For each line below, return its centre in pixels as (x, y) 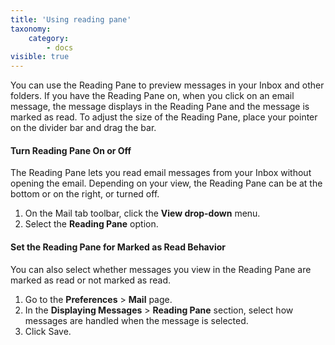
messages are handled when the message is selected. (136, 320)
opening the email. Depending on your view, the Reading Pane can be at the (166, 183)
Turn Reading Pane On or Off (71, 150)
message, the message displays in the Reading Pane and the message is (160, 107)
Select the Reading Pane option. (91, 224)
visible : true (40, 57)
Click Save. (48, 331)
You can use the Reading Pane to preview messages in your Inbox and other (167, 85)
